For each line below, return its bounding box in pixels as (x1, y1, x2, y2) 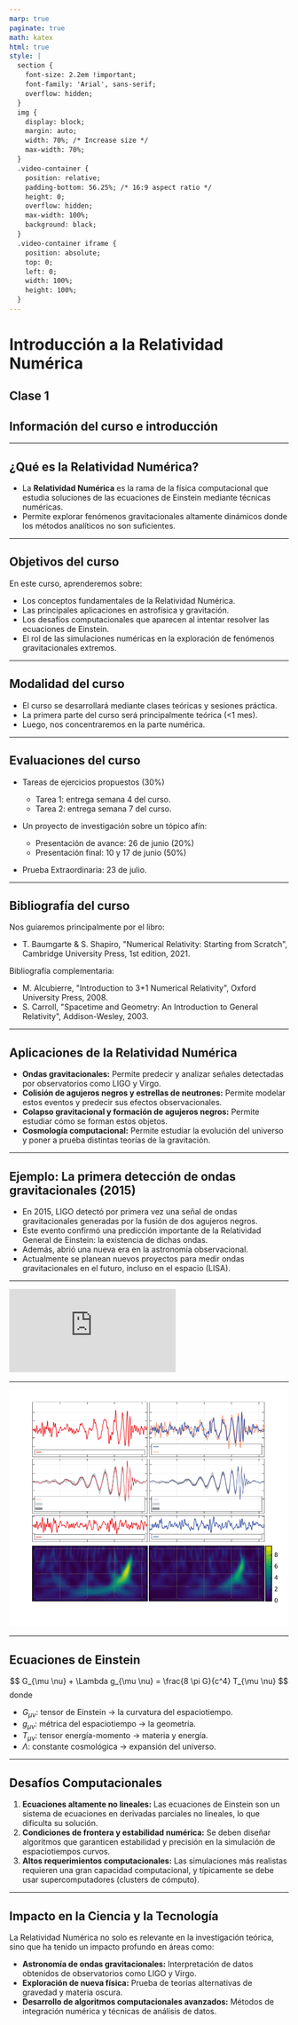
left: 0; (25, 267, 58, 276)
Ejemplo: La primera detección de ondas (9, 1168, 237, 1184)
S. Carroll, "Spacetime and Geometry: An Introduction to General (21, 1001, 259, 1012)
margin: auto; (25, 127, 77, 136)
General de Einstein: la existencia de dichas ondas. (21, 1234, 208, 1245)
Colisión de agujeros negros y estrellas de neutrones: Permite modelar (21, 1088, 286, 1098)
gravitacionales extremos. (21, 642, 117, 653)
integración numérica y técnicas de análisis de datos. (21, 2006, 217, 2016)
